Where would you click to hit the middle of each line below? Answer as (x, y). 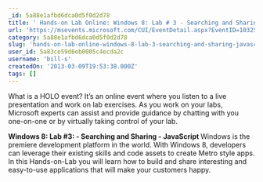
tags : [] (22, 74)
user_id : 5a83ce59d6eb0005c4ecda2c (66, 52)
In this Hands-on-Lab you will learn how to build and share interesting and (128, 161)
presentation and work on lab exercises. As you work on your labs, (115, 104)
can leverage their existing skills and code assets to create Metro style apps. (131, 153)
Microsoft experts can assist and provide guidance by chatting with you (123, 113)
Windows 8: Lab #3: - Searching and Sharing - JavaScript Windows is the (129, 136)
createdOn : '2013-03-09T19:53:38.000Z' (73, 67)
